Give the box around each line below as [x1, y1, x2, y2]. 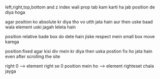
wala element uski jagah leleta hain [5, 24, 76, 30]
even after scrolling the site [5, 53, 61, 59]
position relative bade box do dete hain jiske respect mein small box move [5, 34, 155, 39]
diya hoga [5, 9, 26, 15]
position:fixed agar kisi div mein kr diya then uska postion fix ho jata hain [5, 49, 153, 54]
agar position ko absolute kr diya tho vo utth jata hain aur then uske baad [5, 19, 153, 25]
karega [5, 39, 20, 45]
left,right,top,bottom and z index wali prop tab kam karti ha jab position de [5, 4, 155, 10]
